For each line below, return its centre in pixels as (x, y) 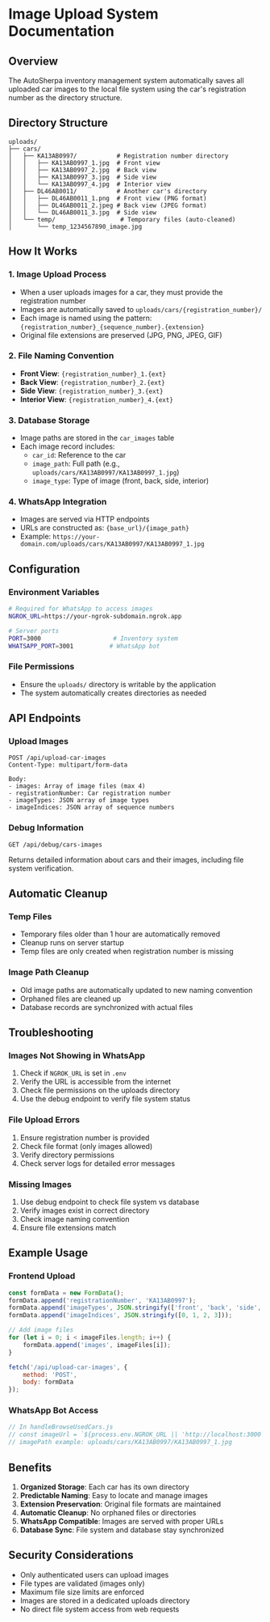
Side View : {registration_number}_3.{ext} (91, 391)
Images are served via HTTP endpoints (85, 519)
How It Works (43, 251)
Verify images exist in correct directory (85, 1210)
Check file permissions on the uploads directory (100, 1090)
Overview (33, 61)
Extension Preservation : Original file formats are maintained (120, 1504)
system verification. (41, 868)
